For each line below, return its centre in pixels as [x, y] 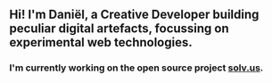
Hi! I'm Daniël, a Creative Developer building [134, 15]
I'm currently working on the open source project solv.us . [136, 68]
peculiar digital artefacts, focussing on [119, 29]
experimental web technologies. [101, 42]
